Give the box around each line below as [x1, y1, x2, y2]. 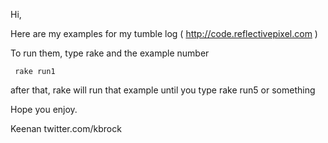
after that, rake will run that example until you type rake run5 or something [10, 84, 316, 96]
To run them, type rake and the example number [10, 47, 210, 59]
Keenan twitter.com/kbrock [10, 123, 122, 134]
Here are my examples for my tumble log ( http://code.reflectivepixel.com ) [10, 28, 318, 39]
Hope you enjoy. [10, 104, 78, 115]
